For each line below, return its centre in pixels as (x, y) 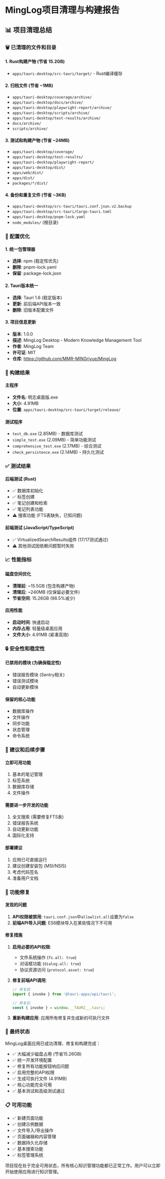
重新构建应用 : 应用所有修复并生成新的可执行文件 (61, 1018)
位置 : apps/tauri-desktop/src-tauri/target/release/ (66, 409)
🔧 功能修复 (18, 892)
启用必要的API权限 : (32, 947)
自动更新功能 (25, 829)
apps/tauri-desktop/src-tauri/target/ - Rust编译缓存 (67, 73)
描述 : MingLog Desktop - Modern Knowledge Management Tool (77, 340)
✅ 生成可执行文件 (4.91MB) (40, 1078)
